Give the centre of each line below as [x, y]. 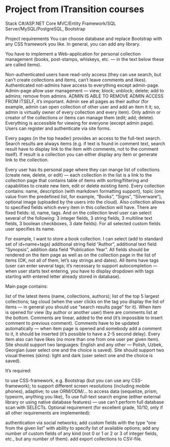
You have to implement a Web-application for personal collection [73, 54]
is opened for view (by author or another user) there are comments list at [81, 312]
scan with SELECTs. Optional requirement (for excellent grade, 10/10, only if [84, 407]
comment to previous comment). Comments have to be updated [72, 323]
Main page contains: [27, 286]
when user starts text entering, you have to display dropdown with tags [80, 271]
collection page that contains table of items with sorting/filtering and [77, 180]
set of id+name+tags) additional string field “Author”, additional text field [81, 244]
